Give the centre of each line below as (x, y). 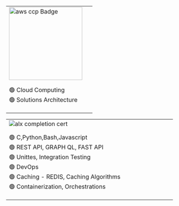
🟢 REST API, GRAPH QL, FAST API (56, 147)
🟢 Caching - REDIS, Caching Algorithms (65, 177)
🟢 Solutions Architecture (43, 100)
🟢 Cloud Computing (37, 90)
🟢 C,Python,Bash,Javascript (48, 137)
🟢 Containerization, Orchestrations (57, 186)
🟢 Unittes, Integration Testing (50, 157)
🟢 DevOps (24, 167)
